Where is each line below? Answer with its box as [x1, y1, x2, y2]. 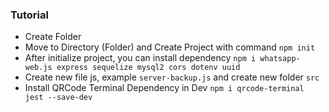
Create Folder [24, 31, 82, 43]
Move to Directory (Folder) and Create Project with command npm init [24, 41, 316, 53]
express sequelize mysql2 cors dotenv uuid [56, 63, 241, 73]
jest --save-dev [24, 93, 93, 103]
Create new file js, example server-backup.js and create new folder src [24, 71, 320, 83]
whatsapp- [259, 54, 301, 64]
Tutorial [10, 8, 49, 22]
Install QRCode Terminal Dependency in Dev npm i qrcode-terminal [24, 82, 305, 94]
